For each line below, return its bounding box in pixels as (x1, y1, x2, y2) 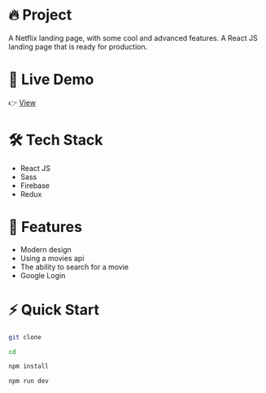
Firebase (20, 181, 50, 190)
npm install (8, 362, 49, 371)
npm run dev (8, 377, 49, 386)
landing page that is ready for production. (8, 41, 148, 51)
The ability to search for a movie (20, 262, 129, 272)
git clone (8, 333, 42, 341)
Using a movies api (20, 253, 85, 263)
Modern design (20, 244, 72, 254)
